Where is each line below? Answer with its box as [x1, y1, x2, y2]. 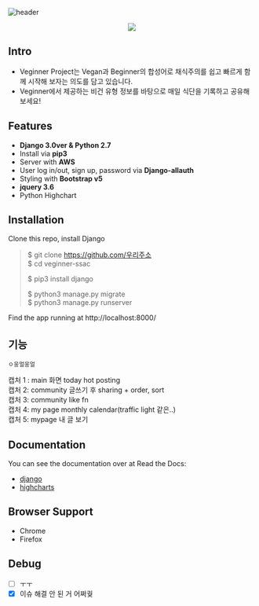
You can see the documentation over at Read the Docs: [8, 459, 187, 468]
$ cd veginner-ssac [27, 259, 91, 269]
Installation [8, 213, 64, 227]
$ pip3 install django [27, 274, 94, 284]
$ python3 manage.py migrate [27, 289, 126, 299]
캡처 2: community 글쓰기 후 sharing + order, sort [8, 385, 165, 395]
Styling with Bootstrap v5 [19, 174, 104, 183]
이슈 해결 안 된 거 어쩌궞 [19, 589, 93, 598]
